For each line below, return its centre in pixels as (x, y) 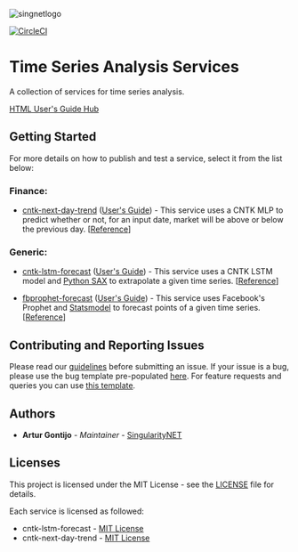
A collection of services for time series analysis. (97, 91)
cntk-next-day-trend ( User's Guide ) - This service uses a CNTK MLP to (153, 210)
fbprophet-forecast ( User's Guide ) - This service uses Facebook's (143, 298)
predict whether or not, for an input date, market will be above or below (153, 220)
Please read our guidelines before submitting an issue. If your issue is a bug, (149, 367)
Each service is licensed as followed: (77, 511)
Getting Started (53, 137)
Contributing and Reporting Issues (107, 345)
